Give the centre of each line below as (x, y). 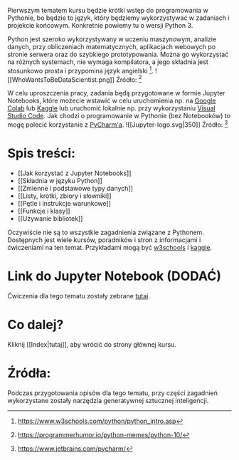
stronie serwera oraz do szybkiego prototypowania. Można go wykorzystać (118, 54)
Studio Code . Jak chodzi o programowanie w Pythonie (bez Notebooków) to (119, 116)
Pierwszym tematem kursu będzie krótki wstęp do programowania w (108, 10)
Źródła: (29, 373)
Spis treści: (42, 153)
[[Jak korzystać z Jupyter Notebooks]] (74, 173)
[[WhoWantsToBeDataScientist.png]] (61, 79)
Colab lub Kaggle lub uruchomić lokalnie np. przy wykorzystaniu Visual (111, 108)
